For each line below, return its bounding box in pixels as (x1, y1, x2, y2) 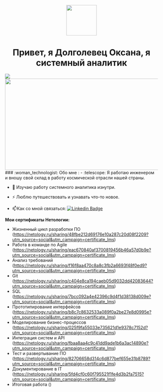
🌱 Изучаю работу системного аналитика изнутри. (12, 184, 115, 190)
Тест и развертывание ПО (12, 350, 66, 356)
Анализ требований (12, 257, 53, 263)
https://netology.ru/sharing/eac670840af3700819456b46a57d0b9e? (14, 247, 151, 253)
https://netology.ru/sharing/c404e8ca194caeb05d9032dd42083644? (14, 278, 154, 284)
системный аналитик (36, 57, 127, 69)
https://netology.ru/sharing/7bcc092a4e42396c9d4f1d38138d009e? (14, 293, 151, 299)
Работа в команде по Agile (12, 242, 67, 247)
